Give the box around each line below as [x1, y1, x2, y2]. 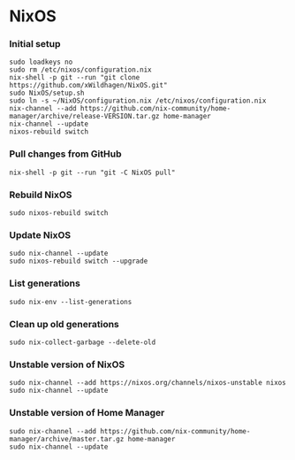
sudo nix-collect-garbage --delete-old [9, 338, 156, 347]
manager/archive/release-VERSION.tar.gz [9, 112, 161, 121]
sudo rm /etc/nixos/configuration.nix [9, 65, 152, 74]
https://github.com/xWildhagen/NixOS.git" [9, 81, 168, 90]
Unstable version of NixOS [9, 358, 125, 371]
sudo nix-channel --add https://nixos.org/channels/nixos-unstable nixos [9, 379, 287, 387]
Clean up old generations [9, 318, 119, 330]
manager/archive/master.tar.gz [9, 434, 125, 443]
